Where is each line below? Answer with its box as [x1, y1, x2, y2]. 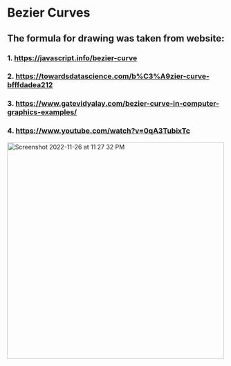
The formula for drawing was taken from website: [7, 33, 225, 44]
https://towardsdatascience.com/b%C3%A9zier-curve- [15, 71, 210, 81]
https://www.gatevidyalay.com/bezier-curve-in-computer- [15, 99, 220, 109]
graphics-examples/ [7, 107, 77, 117]
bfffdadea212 [7, 80, 53, 90]
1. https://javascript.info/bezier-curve [7, 53, 138, 63]
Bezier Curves [7, 5, 91, 21]
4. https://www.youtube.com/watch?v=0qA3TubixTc [7, 126, 190, 136]
